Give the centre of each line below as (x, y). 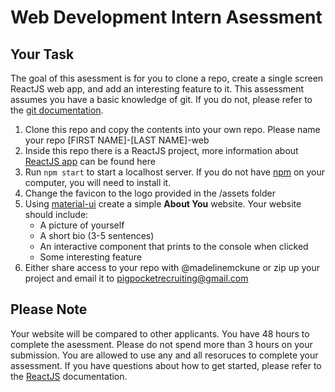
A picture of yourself (82, 225)
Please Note (49, 309)
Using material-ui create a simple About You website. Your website (163, 204)
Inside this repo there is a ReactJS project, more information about (161, 150)
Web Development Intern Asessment (166, 17)
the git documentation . (57, 110)
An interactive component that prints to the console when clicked (174, 246)
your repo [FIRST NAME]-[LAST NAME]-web (117, 140)
